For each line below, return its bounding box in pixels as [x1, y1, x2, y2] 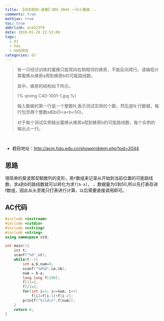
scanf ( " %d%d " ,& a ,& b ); [23, 266, 67, 271]
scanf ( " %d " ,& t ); [14, 252, 47, 257]
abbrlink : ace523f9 [5, 25, 45, 30]
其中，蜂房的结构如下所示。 [17, 83, 73, 89]
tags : [5, 35, 16, 40]
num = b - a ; [23, 271, 45, 275]
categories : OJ [5, 52, 36, 58]
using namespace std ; [5, 234, 49, 240]
